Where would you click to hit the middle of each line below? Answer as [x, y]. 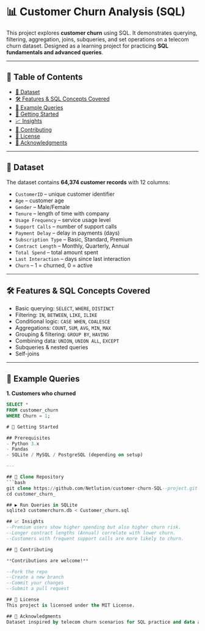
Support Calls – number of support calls [66, 226]
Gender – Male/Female [42, 207]
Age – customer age [39, 200]
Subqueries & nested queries [52, 348]
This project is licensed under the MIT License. [71, 605]
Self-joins [27, 354]
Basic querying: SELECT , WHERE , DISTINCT [65, 308]
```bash [16, 482]
